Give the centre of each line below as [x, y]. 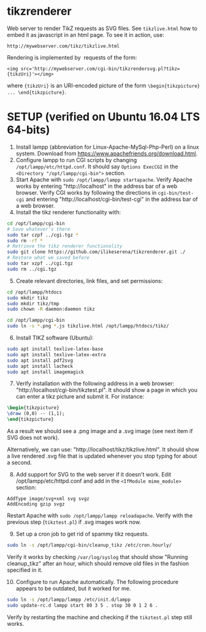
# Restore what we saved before [48, 258]
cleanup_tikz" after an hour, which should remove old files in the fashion [98, 563]
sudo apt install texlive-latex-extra [56, 354]
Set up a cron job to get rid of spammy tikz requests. [82, 534]
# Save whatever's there [39, 229]
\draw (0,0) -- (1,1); [36, 414]
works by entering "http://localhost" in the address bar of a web [97, 186]
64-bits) [29, 130]
